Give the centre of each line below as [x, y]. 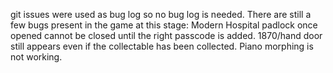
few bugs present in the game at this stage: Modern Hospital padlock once [164, 25]
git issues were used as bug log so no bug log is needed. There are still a [161, 14]
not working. [36, 57]
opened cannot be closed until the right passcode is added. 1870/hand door [166, 35]
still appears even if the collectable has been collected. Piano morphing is [162, 46]
